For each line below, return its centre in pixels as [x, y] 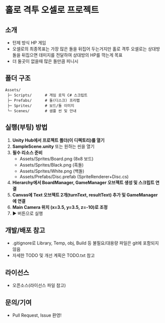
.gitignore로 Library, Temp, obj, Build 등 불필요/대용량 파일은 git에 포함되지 [85, 243]
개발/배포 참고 [25, 230]
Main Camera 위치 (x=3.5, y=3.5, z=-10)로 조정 [60, 207]
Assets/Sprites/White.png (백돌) [52, 171]
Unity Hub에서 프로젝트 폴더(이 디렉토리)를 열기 [58, 140]
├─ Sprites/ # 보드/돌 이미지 [41, 106]
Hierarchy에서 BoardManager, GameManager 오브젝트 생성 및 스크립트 [83, 182]
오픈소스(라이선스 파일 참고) [39, 285]
